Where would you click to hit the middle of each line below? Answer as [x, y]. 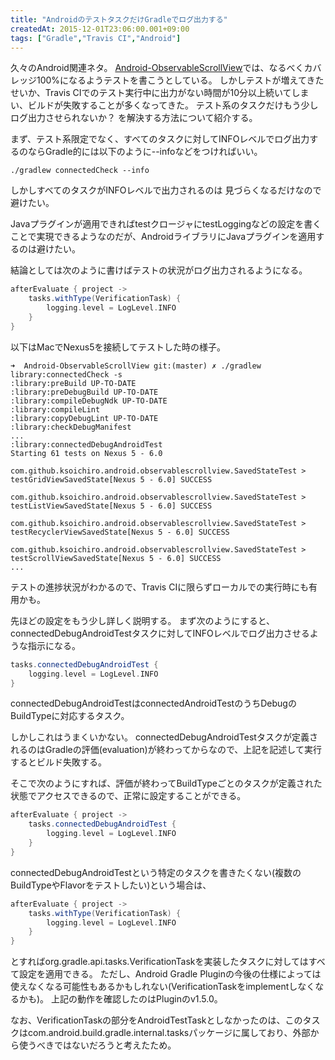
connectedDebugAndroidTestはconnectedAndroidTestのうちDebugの [153, 703]
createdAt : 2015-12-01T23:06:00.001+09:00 [100, 29]
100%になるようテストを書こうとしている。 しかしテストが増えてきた [180, 80]
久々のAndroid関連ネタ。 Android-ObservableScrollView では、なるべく [157, 68]
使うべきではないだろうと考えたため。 [97, 1045]
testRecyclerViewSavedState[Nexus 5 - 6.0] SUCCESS [120, 532]
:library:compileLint [55, 409]
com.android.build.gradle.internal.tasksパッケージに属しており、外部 [169, 1033]
